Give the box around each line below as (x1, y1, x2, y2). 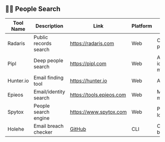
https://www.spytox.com (70, 108, 127, 115)
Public (33, 34, 48, 41)
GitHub (70, 125, 86, 132)
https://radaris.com (70, 40, 114, 47)
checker (33, 128, 53, 135)
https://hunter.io (70, 77, 107, 84)
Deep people (33, 57, 64, 64)
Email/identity (33, 88, 65, 95)
